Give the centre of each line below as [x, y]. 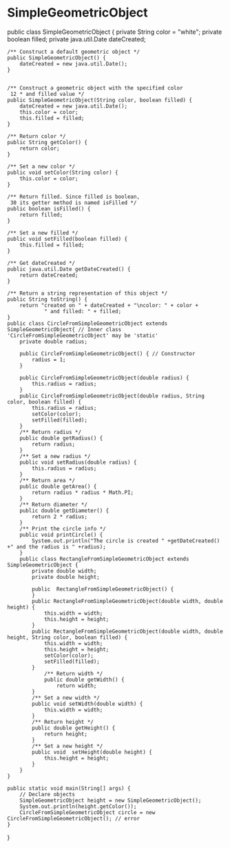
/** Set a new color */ [41, 166]
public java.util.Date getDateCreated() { [69, 269]
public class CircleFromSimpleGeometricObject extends [87, 323]
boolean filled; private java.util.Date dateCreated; [76, 39]
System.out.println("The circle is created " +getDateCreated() [126, 541]
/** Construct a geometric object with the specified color [95, 88]
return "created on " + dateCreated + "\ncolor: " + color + [109, 305]
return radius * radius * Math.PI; [83, 492]
